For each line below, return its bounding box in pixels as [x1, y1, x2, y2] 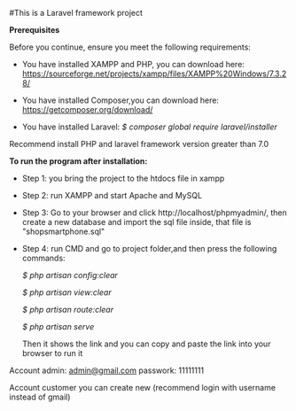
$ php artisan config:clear [21, 270, 118, 280]
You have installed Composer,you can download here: [21, 95, 220, 105]
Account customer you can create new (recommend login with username [9, 383, 277, 392]
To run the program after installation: [9, 156, 148, 167]
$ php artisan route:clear [21, 305, 113, 314]
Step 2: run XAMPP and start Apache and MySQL [21, 190, 202, 200]
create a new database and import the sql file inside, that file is [21, 217, 252, 227]
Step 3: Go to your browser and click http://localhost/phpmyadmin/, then [21, 207, 287, 218]
